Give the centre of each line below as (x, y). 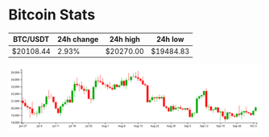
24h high (125, 39)
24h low (170, 39)
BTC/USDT (31, 39)
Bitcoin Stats (52, 15)
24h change (78, 39)
